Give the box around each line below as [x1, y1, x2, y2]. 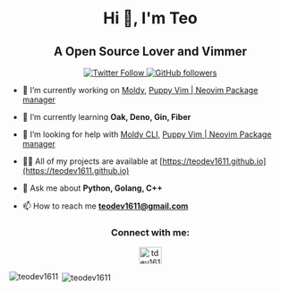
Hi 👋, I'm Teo [102, 8, 199, 29]
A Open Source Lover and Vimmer [53, 44, 248, 59]
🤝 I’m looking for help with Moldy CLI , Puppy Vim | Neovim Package [21, 129, 272, 140]
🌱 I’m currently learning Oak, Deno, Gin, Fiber [21, 112, 192, 122]
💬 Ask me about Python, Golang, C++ [21, 183, 163, 193]
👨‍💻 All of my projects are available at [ [21, 156, 163, 167]
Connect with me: [110, 226, 191, 238]
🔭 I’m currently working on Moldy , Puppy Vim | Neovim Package [21, 85, 259, 95]
